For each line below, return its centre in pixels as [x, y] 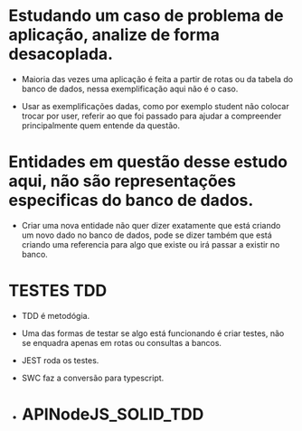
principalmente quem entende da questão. [100, 125]
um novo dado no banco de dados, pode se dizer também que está [146, 235]
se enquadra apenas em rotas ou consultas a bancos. [122, 342]
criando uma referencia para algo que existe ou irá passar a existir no [151, 244]
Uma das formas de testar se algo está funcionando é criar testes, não [153, 333]
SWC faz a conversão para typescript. [93, 378]
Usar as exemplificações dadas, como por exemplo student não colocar [156, 106]
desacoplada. [61, 54]
